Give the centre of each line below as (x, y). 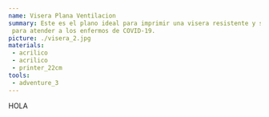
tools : (19, 75)
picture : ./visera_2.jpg (50, 38)
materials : (26, 46)
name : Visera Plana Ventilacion (62, 16)
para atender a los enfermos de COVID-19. (84, 30)
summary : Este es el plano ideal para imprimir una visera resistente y (132, 23)
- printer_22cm (37, 68)
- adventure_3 (35, 83)
